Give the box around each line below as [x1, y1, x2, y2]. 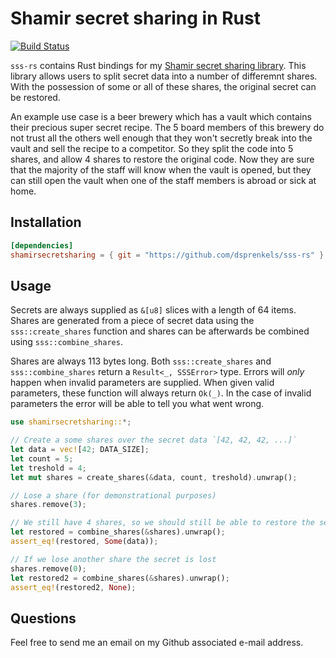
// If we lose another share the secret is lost [10, 554, 217, 564]
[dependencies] [10, 240, 74, 251]
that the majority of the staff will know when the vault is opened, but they [10, 163, 312, 176]
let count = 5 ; [10, 453, 74, 464]
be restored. [10, 91, 61, 103]
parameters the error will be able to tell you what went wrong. [10, 398, 265, 410]
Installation [10, 214, 82, 231]
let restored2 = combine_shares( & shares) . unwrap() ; [10, 573, 230, 583]
